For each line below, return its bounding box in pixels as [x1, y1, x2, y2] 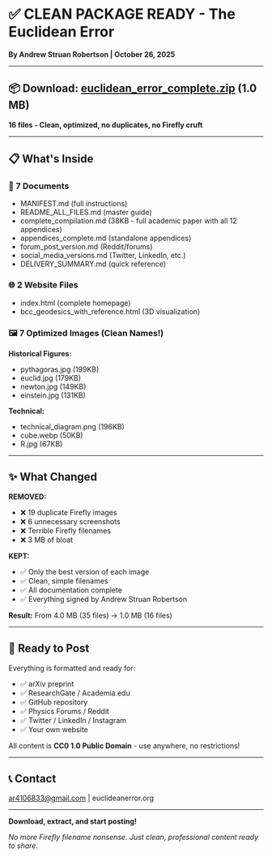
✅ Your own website [19, 724, 89, 734]
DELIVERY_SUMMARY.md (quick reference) [19, 259, 167, 269]
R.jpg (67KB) [19, 439, 63, 449]
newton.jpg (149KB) [19, 382, 87, 392]
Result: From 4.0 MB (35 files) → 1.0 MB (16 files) [8, 610, 172, 620]
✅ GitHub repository [19, 697, 88, 707]
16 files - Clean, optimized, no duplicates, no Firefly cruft [8, 119, 203, 130]
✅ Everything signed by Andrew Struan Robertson [19, 594, 188, 604]
